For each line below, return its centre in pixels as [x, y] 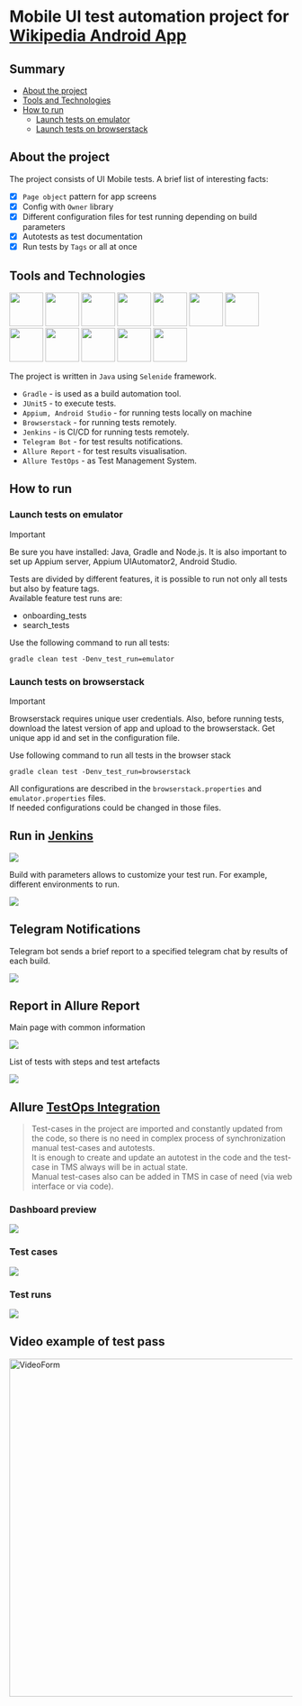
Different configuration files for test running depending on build [140, 216]
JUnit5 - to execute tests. [69, 403]
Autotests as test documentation [83, 237]
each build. [30, 961]
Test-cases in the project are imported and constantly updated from [157, 1129]
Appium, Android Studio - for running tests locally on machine [137, 413]
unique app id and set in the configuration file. [94, 737]
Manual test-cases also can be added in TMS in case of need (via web [162, 1177]
